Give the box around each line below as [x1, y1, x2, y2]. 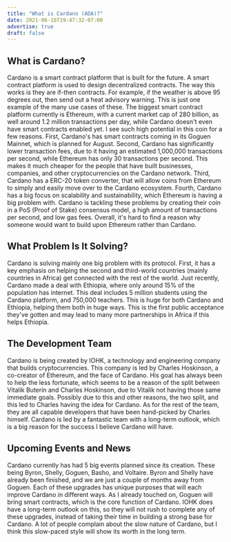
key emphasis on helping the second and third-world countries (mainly [7, 266, 208, 274]
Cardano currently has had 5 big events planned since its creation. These [7, 461, 215, 469]
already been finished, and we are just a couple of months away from [7, 476, 204, 484]
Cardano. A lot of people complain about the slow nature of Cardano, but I [7, 520, 217, 528]
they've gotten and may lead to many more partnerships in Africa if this [7, 310, 210, 318]
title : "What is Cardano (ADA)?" [7, 10, 103, 17]
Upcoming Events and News [7, 442, 131, 454]
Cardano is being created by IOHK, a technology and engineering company [7, 356, 221, 364]
